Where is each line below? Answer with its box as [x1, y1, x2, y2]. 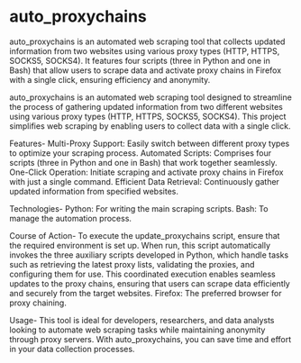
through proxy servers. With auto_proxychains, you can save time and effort [9, 333, 292, 344]
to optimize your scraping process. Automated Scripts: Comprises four [9, 147, 272, 159]
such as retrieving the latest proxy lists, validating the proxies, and [9, 259, 255, 269]
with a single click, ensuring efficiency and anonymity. [9, 74, 211, 85]
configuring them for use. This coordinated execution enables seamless [9, 268, 277, 279]
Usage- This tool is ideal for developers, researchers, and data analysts [9, 314, 275, 325]
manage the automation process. [9, 213, 132, 223]
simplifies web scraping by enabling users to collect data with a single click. [9, 120, 291, 132]
